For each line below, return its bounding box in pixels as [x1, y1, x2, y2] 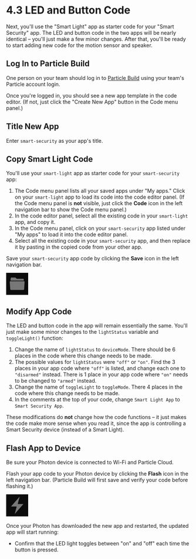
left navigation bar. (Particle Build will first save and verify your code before [6, 477, 188, 483]
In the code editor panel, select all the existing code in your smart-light [14, 212, 188, 219]
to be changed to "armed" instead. [14, 377, 97, 384]
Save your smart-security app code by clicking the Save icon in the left [6, 255, 179, 262]
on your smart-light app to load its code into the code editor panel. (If [14, 193, 185, 200]
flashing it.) [6, 483, 33, 490]
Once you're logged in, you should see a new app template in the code [6, 92, 177, 99]
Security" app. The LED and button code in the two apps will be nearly [6, 29, 177, 36]
